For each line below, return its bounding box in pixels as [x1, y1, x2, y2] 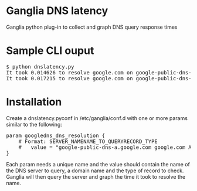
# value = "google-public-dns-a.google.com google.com [18, 144, 186, 151]
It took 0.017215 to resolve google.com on [6, 75, 133, 81]
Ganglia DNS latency [6, 4, 108, 18]
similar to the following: [6, 121, 63, 128]
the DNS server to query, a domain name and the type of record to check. [6, 167, 184, 174]
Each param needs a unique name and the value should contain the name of [6, 161, 191, 168]
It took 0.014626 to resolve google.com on [6, 69, 133, 76]
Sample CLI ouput [6, 44, 94, 57]
